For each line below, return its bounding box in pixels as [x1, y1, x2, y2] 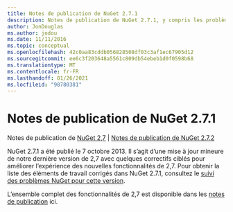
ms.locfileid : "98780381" [7, 81, 82, 88]
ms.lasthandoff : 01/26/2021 [7, 74, 89, 82]
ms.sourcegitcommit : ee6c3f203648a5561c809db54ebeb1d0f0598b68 [7, 55, 194, 62]
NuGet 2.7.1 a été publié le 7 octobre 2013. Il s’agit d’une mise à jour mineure [7, 147, 224, 156]
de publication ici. [7, 197, 58, 206]
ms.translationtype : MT [7, 62, 76, 69]
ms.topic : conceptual [7, 42, 70, 49]
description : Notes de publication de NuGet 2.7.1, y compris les [7, 17, 203, 24]
